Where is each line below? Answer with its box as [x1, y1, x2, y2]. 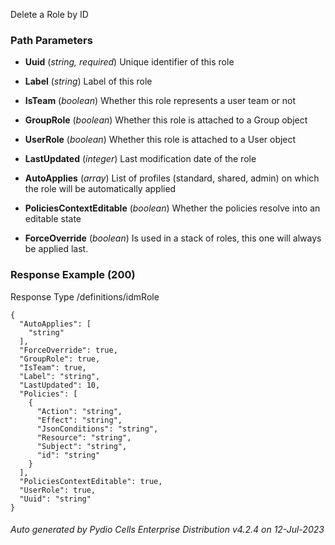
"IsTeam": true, [19, 362, 87, 373]
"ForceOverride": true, [19, 345, 118, 355]
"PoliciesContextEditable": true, [19, 476, 163, 486]
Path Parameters [10, 33, 93, 47]
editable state [24, 213, 82, 225]
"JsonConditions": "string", [36, 424, 159, 434]
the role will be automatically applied [24, 183, 177, 195]
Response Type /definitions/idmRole [10, 290, 160, 303]
